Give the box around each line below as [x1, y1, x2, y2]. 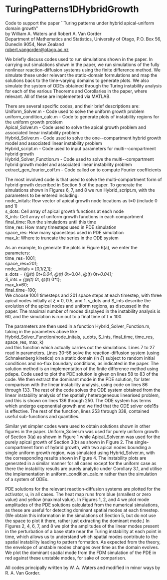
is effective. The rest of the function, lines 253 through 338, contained [5, 408, 150, 414]
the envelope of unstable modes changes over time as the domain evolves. [5, 544, 160, 550]
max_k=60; [5, 281, 28, 288]
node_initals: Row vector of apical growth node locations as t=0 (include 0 [5, 197, 158, 203]
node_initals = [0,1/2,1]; [5, 266, 52, 272]
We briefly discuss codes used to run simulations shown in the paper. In [5, 56, 153, 62]
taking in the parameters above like [5, 328, 77, 334]
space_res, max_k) [5, 339, 44, 345]
